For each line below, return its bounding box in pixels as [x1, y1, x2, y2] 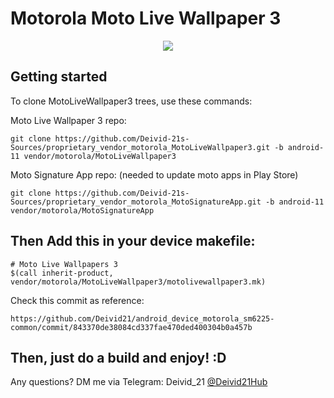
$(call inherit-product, [10, 268, 114, 278]
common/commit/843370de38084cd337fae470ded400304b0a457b [10, 322, 253, 332]
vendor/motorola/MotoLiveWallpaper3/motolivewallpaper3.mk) [10, 277, 267, 287]
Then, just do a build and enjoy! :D [10, 349, 227, 366]
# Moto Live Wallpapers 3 [10, 259, 118, 269]
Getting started [10, 68, 108, 86]
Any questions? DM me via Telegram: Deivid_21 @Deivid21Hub [10, 376, 268, 388]
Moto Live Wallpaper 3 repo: [10, 114, 127, 126]
